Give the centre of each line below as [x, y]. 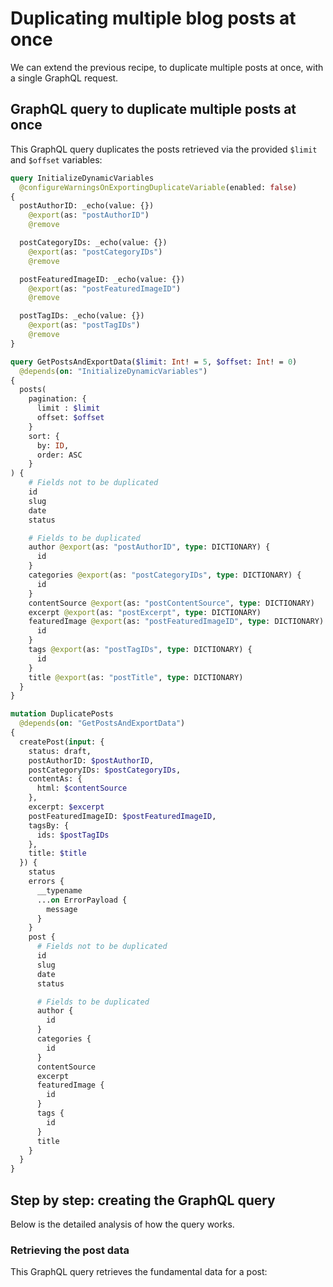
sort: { [44, 436]
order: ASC [59, 455]
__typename [59, 890]
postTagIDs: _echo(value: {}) [82, 316]
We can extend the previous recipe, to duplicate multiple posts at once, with [167, 67]
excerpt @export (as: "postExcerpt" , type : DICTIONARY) [145, 612]
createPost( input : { [62, 742]
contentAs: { [55, 779]
